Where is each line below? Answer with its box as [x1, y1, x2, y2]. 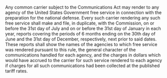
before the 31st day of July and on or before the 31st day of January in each [5, 25, 161, 31]
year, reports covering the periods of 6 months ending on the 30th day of [5, 31, 156, 36]
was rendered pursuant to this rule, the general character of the [5, 47, 136, 52]
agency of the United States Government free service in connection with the [5, 9, 162, 15]
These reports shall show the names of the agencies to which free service [5, 41, 158, 47]
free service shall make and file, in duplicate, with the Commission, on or [5, 20, 155, 26]
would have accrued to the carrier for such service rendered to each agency [5, 57, 163, 63]
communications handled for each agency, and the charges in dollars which [5, 52, 161, 58]
